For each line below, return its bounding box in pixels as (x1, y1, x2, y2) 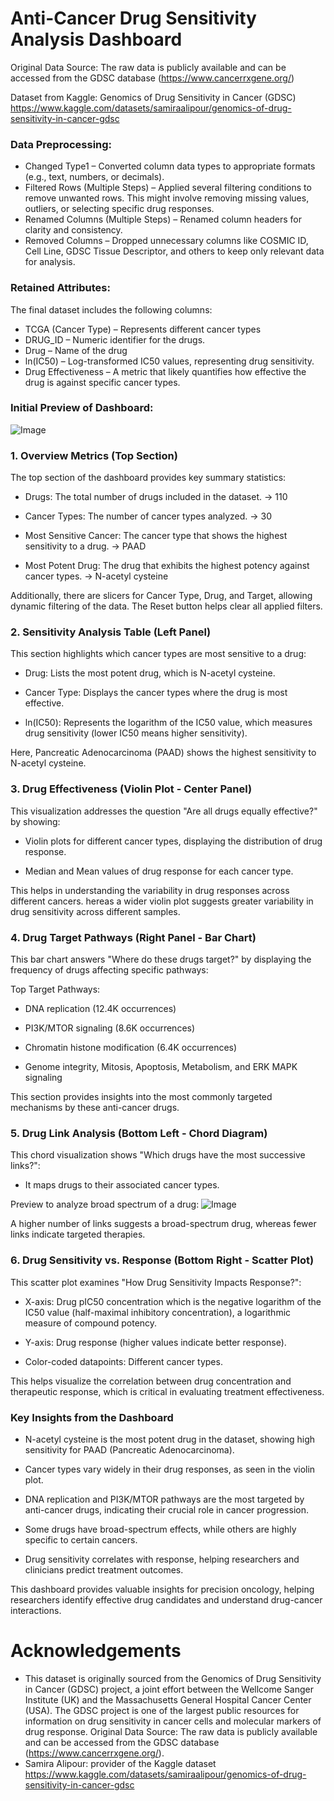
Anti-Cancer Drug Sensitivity (10, 7, 257, 30)
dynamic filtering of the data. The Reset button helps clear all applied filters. (10, 600, 323, 612)
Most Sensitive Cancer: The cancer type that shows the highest (24, 530, 288, 542)
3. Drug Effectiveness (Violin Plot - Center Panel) (10, 782, 253, 796)
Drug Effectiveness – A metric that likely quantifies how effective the (24, 365, 307, 377)
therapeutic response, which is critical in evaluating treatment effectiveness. (10, 1385, 325, 1397)
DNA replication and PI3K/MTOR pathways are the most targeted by (24, 1493, 305, 1505)
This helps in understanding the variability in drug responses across (10, 884, 290, 896)
